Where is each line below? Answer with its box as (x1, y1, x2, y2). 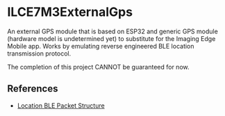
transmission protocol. (7, 49, 72, 58)
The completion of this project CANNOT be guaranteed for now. (7, 63, 190, 71)
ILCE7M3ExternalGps (7, 4, 133, 20)
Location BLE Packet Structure (17, 101, 106, 110)
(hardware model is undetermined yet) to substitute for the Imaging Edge (7, 34, 216, 42)
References (7, 83, 58, 94)
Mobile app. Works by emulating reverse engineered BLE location (7, 42, 194, 50)
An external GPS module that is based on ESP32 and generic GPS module (7, 27, 219, 35)
